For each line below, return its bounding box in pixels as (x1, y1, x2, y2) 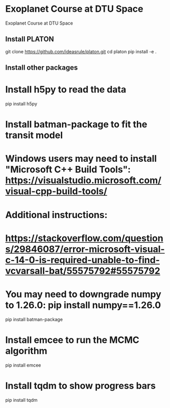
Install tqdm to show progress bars (5, 380, 156, 392)
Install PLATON (5, 35, 54, 44)
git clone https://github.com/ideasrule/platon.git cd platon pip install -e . (5, 48, 157, 54)
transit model (5, 130, 63, 141)
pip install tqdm (5, 397, 38, 403)
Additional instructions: (5, 209, 108, 221)
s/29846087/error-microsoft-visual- (5, 243, 165, 255)
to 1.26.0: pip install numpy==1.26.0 (5, 299, 161, 311)
